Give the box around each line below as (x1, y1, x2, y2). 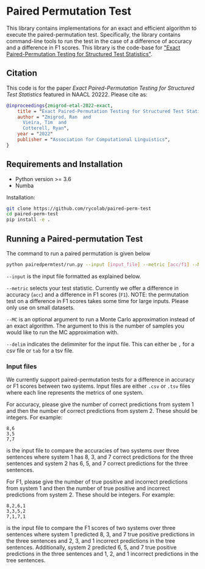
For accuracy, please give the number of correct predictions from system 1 (6, 401, 194, 408)
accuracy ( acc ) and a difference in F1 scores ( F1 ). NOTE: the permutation (6, 291, 189, 298)
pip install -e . (6, 217, 51, 223)
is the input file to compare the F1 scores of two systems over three (6, 524, 176, 532)
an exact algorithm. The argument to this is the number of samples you (6, 322, 184, 329)
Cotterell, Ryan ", (22, 125, 70, 132)
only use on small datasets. (6, 304, 75, 311)
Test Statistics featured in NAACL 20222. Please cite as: (6, 90, 148, 98)
